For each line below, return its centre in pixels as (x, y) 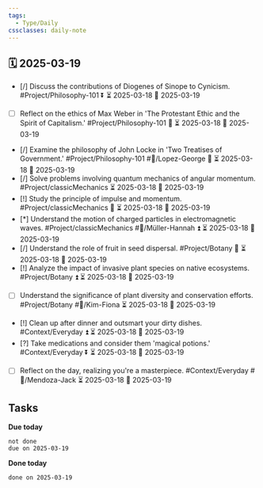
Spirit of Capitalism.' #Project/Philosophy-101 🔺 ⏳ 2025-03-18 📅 (124, 123)
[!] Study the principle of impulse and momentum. (101, 199)
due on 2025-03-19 (38, 448)
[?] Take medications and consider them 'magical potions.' (115, 343)
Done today (28, 463)
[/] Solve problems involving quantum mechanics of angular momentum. (137, 178)
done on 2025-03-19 (40, 478)
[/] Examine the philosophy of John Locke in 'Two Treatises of (121, 150)
